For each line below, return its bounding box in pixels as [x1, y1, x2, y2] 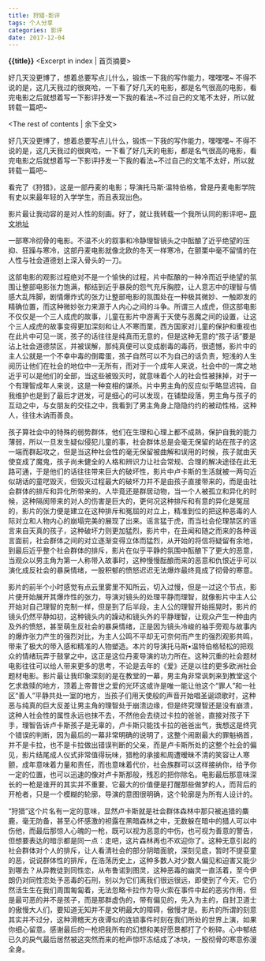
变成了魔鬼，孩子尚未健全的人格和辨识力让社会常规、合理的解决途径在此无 [14, 457, 257, 467]
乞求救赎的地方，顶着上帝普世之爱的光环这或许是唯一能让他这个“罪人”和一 [8, 681, 250, 691]
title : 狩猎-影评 [8, 11, 61, 20]
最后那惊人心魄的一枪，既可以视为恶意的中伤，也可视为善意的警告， [35, 826, 257, 835]
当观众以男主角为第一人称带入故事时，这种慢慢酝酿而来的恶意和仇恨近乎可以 [8, 556, 257, 565]
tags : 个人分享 [8, 19, 54, 27]
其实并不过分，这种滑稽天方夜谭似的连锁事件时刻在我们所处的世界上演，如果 [8, 915, 257, 925]
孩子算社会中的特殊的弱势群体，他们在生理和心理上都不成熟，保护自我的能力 [8, 427, 257, 437]
